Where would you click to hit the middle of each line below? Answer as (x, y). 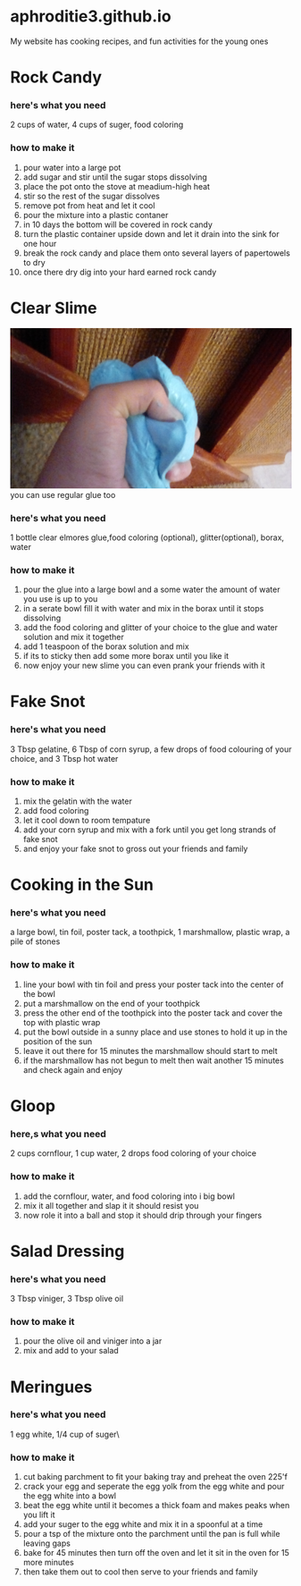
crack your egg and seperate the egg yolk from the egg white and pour (154, 1487)
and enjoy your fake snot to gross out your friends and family (135, 848)
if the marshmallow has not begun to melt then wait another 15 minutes (153, 1060)
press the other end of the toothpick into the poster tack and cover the (153, 1013)
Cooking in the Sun (82, 885)
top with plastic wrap (62, 1022)
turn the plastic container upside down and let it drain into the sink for (151, 233)
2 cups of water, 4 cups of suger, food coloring (97, 125)
